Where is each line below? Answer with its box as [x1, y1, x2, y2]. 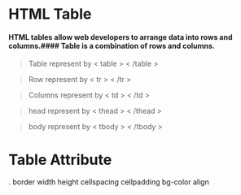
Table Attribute [8, 150, 112, 169]
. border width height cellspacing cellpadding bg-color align [8, 177, 209, 187]
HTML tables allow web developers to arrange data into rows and [8, 32, 233, 41]
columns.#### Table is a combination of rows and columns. [8, 41, 216, 50]
